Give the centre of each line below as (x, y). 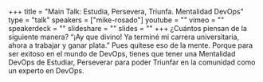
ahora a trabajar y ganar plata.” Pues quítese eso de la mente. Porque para (131, 45)
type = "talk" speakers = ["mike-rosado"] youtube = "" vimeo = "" (116, 20)
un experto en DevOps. (46, 70)
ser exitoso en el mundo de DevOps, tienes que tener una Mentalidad (122, 54)
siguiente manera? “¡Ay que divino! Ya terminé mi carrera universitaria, (124, 37)
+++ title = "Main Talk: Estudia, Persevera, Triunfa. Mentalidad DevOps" (126, 12)
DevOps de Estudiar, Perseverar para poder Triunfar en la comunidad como (132, 62)
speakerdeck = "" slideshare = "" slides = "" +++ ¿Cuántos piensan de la (128, 28)
